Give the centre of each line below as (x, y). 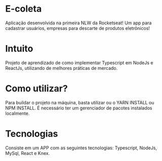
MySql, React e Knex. (28, 153)
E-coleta (24, 9)
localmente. (17, 113)
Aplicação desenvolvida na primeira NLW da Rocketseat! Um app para (78, 23)
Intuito (19, 49)
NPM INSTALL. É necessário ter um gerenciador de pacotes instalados (79, 108)
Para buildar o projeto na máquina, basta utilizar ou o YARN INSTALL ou (80, 102)
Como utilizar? (37, 89)
